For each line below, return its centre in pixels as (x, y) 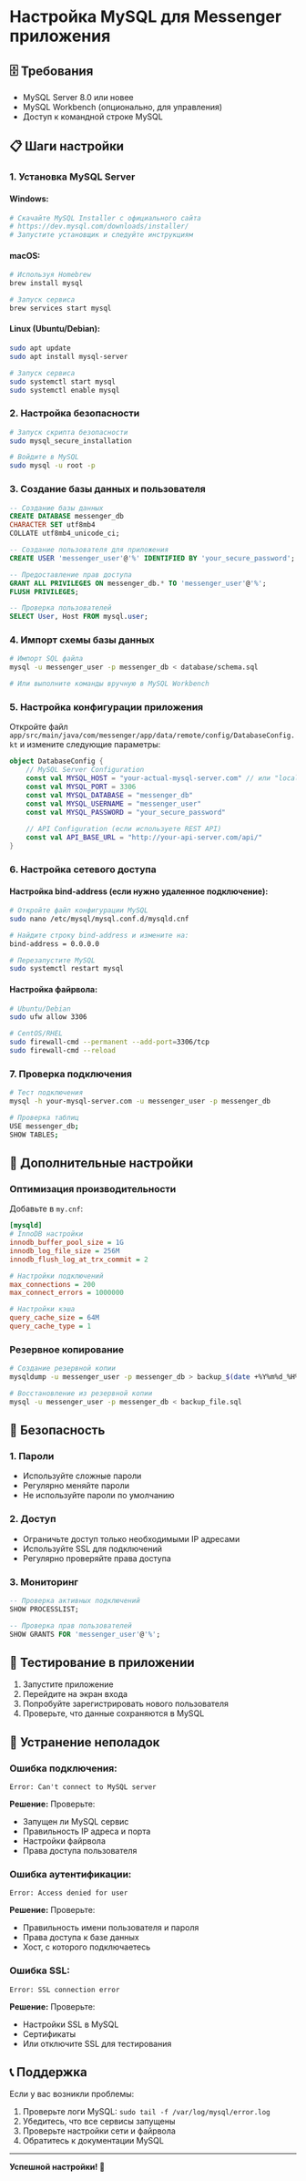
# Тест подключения (46, 1093)
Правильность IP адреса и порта (87, 1831)
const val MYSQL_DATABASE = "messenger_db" (110, 795)
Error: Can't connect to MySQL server (83, 1787)
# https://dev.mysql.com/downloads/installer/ (99, 226)
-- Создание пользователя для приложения (89, 550)
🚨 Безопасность (57, 1430)
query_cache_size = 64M (55, 1318)
